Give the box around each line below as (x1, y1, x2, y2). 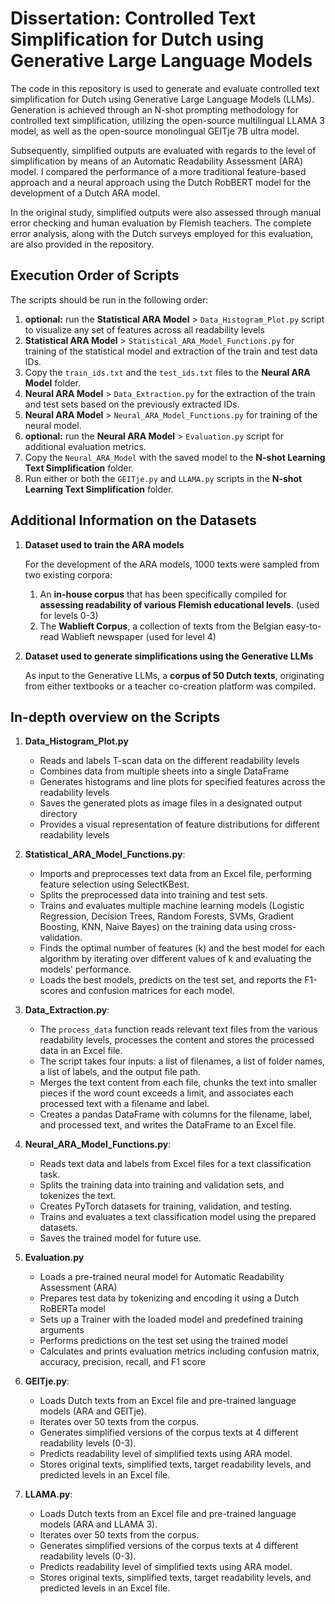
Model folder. (24, 377, 82, 389)
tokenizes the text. (39, 1190, 117, 1202)
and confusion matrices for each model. (69, 985, 235, 997)
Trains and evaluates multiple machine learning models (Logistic (39, 900, 305, 912)
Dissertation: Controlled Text (10, 7, 256, 30)
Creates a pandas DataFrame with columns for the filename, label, (39, 1108, 313, 1121)
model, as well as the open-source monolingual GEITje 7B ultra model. (10, 125, 300, 137)
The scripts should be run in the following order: (10, 293, 209, 306)
